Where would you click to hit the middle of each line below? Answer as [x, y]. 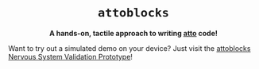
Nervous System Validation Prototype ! [71, 56]
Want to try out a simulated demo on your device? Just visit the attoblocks [129, 48]
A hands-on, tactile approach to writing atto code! [133, 33]
